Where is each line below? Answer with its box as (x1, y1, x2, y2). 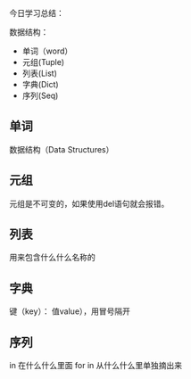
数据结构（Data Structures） (9, 144, 114, 154)
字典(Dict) (21, 79, 60, 89)
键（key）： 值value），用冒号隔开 (9, 306, 131, 317)
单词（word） (21, 45, 73, 56)
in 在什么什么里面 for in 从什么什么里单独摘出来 (9, 360, 183, 371)
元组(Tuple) (21, 57, 65, 67)
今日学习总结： (9, 8, 64, 18)
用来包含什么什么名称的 (9, 252, 95, 263)
